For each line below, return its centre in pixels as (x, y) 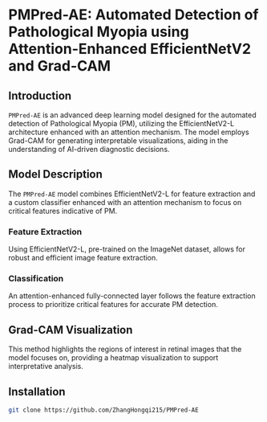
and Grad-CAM (59, 66)
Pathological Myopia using (99, 32)
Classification (36, 279)
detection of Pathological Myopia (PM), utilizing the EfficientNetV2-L (121, 123)
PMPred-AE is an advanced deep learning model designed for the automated (132, 115)
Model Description (55, 174)
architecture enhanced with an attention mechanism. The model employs (129, 132)
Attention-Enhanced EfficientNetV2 (129, 49)
